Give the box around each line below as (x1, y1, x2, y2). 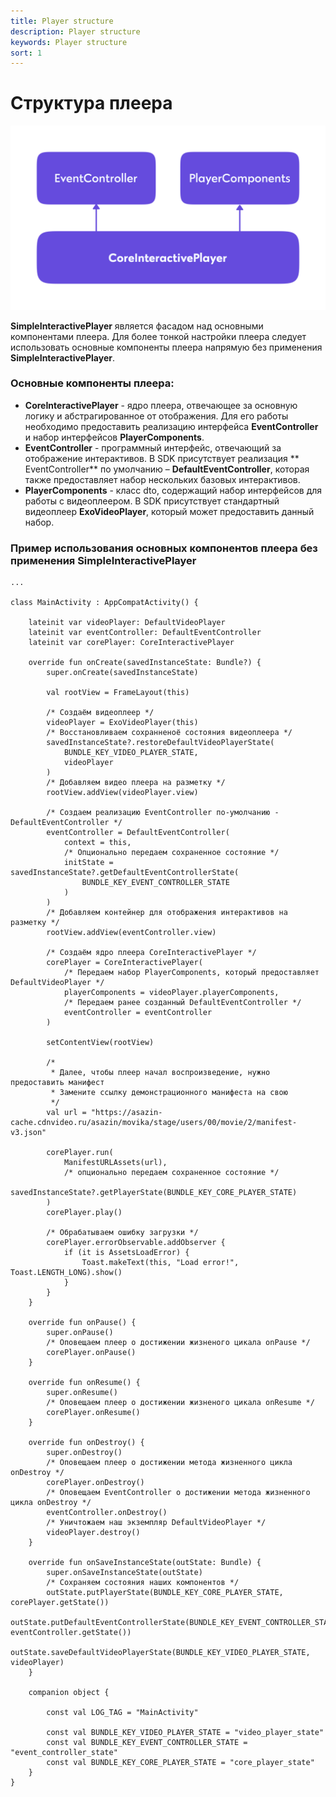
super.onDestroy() (46, 1448, 123, 1458)
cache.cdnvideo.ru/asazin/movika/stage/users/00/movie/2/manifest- (10, 1118, 298, 1128)
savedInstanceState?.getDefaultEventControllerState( (10, 868, 240, 878)
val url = (46, 1108, 87, 1118)
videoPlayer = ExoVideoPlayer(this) (46, 718, 199, 728)
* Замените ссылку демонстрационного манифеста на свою (50, 1088, 288, 1098)
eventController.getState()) (10, 1628, 132, 1638)
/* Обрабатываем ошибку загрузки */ (46, 1228, 199, 1238)
